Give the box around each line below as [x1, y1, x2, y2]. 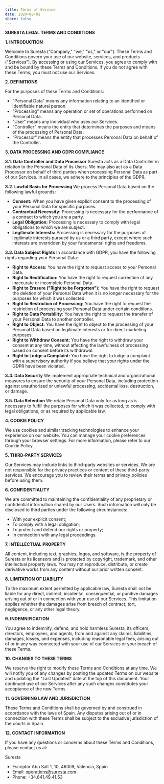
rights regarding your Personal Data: [5, 255, 78, 261]
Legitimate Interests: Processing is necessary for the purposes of [12, 230, 146, 236]
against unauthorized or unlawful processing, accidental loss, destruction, [5, 383, 155, 389]
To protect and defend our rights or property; [12, 527, 104, 533]
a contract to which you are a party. [12, 214, 84, 220]
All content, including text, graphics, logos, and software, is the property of [5, 551, 157, 557]
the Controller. [12, 140, 42, 146]
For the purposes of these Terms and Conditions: [5, 89, 104, 95]
